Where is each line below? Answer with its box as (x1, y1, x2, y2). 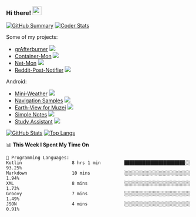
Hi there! (6, 9, 32, 17)
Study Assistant (14, 118, 53, 125)
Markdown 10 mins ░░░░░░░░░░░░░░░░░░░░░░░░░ (6, 171, 191, 176)
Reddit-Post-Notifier (14, 66, 64, 74)
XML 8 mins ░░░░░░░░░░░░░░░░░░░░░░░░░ (6, 181, 191, 186)
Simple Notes (14, 111, 48, 118)
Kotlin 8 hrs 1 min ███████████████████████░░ (6, 160, 191, 166)
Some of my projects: (6, 34, 58, 41)
